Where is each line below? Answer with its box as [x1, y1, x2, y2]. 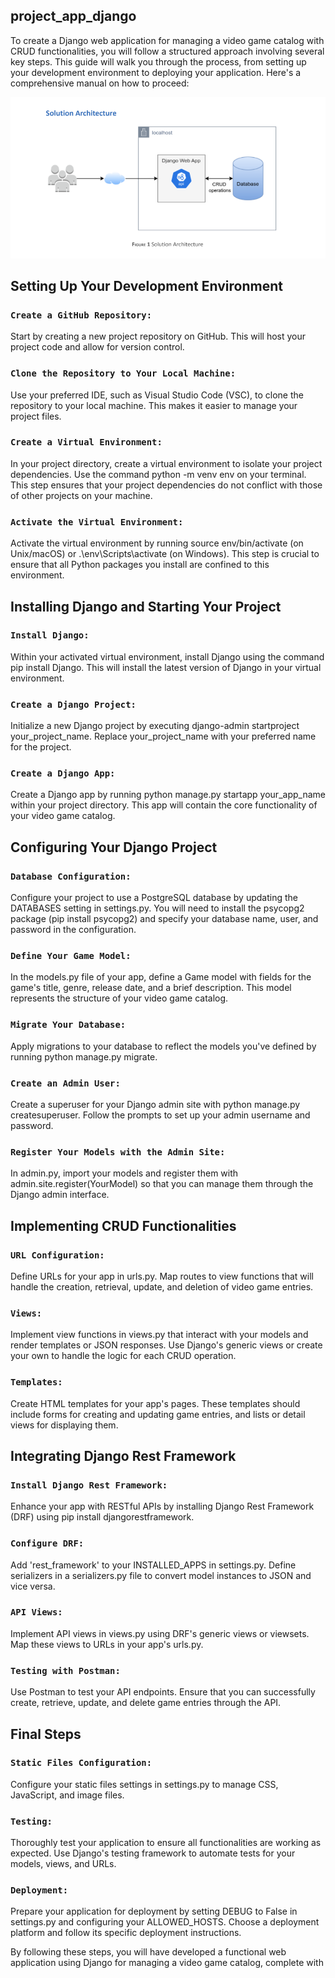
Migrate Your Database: [10, 1019, 127, 1031]
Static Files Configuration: [10, 1757, 153, 1769]
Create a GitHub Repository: [10, 309, 153, 321]
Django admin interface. [10, 1189, 110, 1201]
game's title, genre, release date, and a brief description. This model [10, 982, 292, 994]
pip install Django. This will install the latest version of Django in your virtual [10, 661, 322, 673]
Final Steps [10, 1725, 82, 1743]
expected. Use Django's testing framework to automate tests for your [10, 1847, 296, 1859]
